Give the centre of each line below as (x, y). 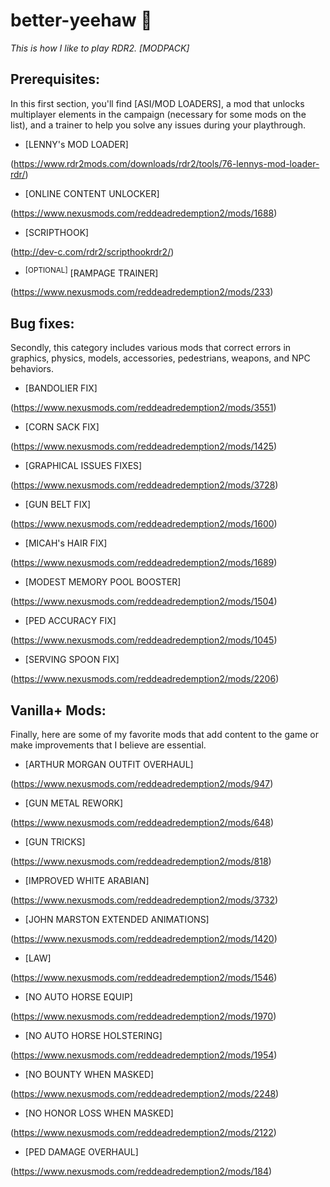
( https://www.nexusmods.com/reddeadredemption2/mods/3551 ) (143, 408)
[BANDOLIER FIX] (61, 388)
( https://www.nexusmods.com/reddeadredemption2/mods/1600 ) (144, 524)
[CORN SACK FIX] (62, 427)
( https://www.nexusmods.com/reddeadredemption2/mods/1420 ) (144, 939)
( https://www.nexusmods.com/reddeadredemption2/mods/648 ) (142, 823)
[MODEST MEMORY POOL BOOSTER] (103, 582)
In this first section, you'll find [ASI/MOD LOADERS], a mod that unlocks (157, 103)
